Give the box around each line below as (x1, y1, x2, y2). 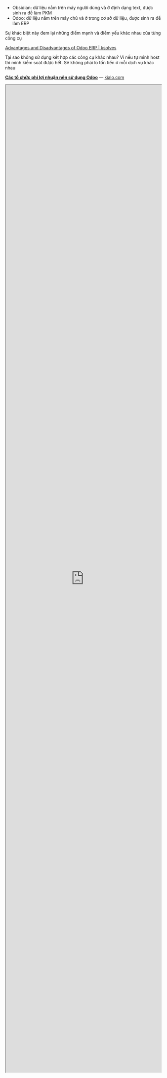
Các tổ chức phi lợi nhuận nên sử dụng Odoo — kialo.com (5, 75, 125, 80)
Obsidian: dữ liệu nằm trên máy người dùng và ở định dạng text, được (12, 5, 153, 10)
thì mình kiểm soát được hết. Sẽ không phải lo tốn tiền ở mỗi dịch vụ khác (5, 60, 154, 65)
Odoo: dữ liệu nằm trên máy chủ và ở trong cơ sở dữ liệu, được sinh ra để (12, 15, 161, 21)
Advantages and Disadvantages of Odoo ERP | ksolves (5, 45, 117, 50)
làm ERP (12, 20, 30, 26)
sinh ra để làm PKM (12, 10, 52, 16)
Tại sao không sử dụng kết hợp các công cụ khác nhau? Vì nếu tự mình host (5, 54, 160, 60)
